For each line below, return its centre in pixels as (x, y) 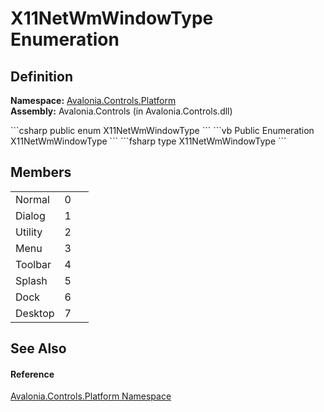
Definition (41, 76)
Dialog (30, 215)
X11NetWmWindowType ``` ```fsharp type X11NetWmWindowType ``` (148, 141)
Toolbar (33, 264)
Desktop (35, 313)
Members (41, 172)
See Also (38, 348)
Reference (32, 374)
